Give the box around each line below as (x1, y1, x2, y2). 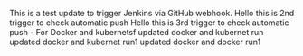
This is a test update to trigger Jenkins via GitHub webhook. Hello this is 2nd (9, 8, 295, 18)
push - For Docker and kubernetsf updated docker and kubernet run (9, 27, 264, 37)
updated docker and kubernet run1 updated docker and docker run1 (9, 36, 261, 47)
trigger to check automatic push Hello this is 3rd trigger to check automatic (9, 17, 289, 28)
